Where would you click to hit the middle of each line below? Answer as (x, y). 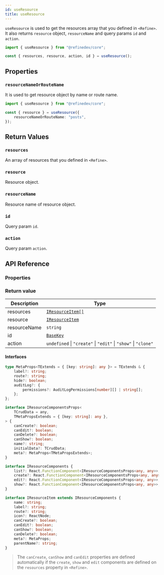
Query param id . (22, 226)
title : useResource (25, 14)
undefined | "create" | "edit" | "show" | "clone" (100, 343)
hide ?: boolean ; (31, 381)
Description (24, 303)
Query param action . (26, 248)
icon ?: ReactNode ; (32, 516)
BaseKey (55, 335)
